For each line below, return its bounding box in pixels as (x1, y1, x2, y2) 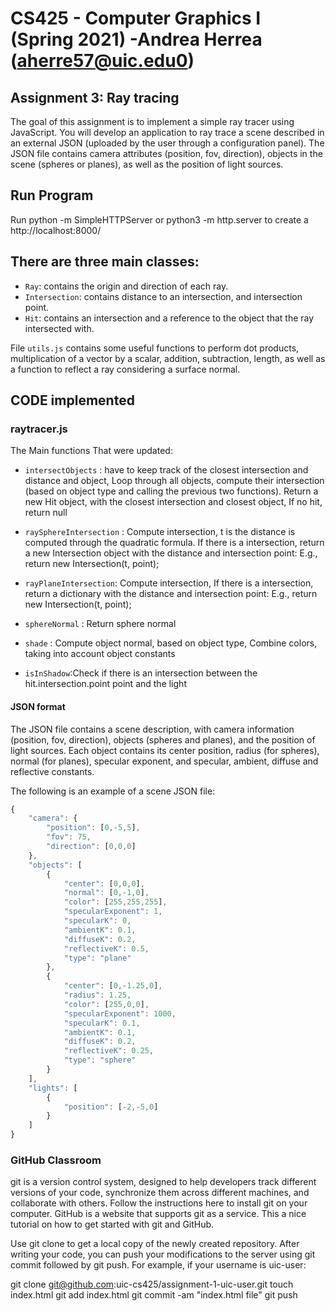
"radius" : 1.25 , (63, 990, 132, 1001)
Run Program (10, 187, 94, 204)
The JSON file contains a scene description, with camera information (10, 723, 295, 735)
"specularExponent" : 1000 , (63, 1008, 177, 1019)
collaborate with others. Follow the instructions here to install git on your (10, 1197, 308, 1209)
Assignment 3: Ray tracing (10, 89, 180, 106)
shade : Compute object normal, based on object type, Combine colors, (24, 637, 318, 649)
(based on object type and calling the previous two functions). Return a (24, 485, 319, 497)
